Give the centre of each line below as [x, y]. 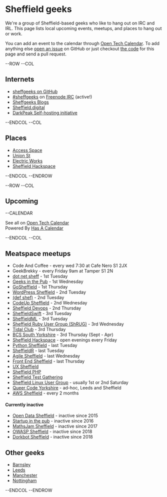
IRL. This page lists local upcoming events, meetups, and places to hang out [83, 28]
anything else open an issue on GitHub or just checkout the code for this [80, 48]
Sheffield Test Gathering [37, 377]
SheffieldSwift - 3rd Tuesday [42, 313]
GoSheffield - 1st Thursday [40, 287]
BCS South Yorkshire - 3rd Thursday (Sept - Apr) [63, 335]
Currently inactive [24, 404]
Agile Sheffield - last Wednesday [46, 356]
